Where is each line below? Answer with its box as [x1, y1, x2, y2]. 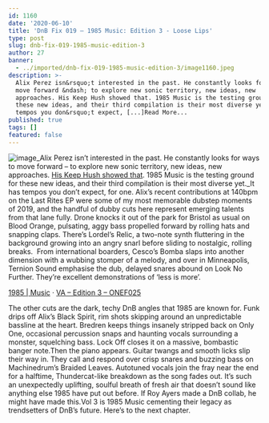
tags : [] [8, 123, 38, 131]
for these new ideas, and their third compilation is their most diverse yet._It [8, 178, 255, 188]
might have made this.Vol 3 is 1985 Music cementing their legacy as [8, 397, 232, 406]
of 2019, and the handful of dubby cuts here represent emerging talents [8, 203, 244, 213]
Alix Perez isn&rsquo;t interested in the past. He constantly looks [15, 79, 252, 87]
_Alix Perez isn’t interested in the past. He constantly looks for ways [36, 153, 260, 163]
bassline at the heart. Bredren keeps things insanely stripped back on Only [8, 320, 255, 329]
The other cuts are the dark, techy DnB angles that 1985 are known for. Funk [8, 303, 260, 312]
